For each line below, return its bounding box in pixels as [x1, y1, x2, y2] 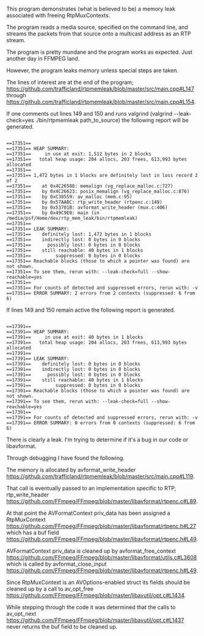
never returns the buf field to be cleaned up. [6, 623, 118, 630]
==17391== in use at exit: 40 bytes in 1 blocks [6, 334, 144, 340]
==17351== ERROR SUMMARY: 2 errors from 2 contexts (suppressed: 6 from [6, 290, 195, 296]
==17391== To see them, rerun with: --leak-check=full [6, 398, 149, 405]
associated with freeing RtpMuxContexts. [6, 12, 111, 19]
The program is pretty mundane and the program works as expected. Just [6, 48, 193, 56]
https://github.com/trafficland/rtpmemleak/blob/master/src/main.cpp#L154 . [6, 98, 196, 105]
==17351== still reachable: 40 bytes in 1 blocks [6, 247, 144, 253]
